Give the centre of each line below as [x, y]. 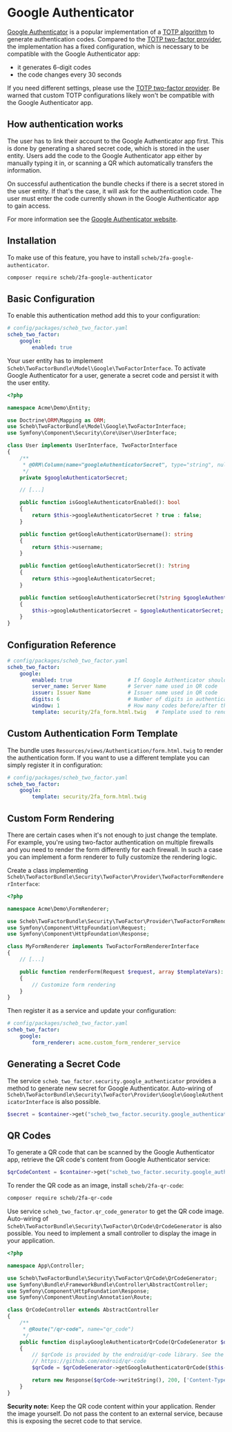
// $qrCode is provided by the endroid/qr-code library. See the [128, 1355]
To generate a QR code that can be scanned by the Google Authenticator [111, 1152]
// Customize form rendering [74, 985]
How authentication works [65, 125]
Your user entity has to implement [55, 360]
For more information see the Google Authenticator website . [93, 219]
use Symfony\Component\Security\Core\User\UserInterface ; [92, 433]
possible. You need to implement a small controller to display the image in [112, 1233]
